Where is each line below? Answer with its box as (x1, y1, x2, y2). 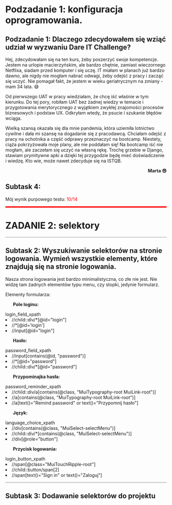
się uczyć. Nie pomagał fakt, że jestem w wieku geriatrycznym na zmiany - (5, 78, 163, 84)
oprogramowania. (5, 14, 83, 26)
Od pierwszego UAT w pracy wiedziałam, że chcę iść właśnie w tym (5, 94, 149, 99)
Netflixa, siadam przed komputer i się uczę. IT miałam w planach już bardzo (5, 68, 165, 73)
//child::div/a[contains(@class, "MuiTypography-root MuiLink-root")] (12, 389, 156, 395)
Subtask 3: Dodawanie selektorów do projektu (5, 491, 156, 500)
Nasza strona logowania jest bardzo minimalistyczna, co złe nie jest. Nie (5, 276, 158, 282)
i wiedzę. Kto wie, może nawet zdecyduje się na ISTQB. (5, 158, 122, 164)
